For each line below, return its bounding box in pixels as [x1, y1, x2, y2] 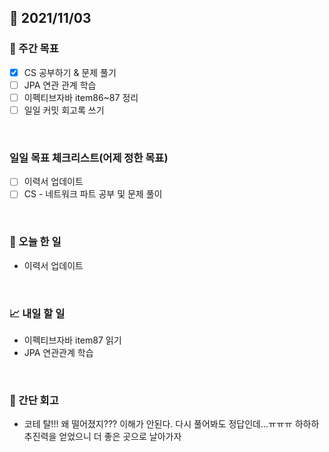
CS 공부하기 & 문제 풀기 [23, 66, 117, 78]
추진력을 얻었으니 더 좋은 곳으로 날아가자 [23, 431, 182, 443]
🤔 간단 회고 [9, 393, 59, 407]
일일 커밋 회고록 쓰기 [23, 104, 105, 116]
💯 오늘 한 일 [9, 235, 62, 249]
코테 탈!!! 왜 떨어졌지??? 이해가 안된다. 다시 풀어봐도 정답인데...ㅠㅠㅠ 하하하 [23, 418, 320, 430]
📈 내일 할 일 [9, 306, 66, 320]
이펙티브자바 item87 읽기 [23, 334, 122, 346]
